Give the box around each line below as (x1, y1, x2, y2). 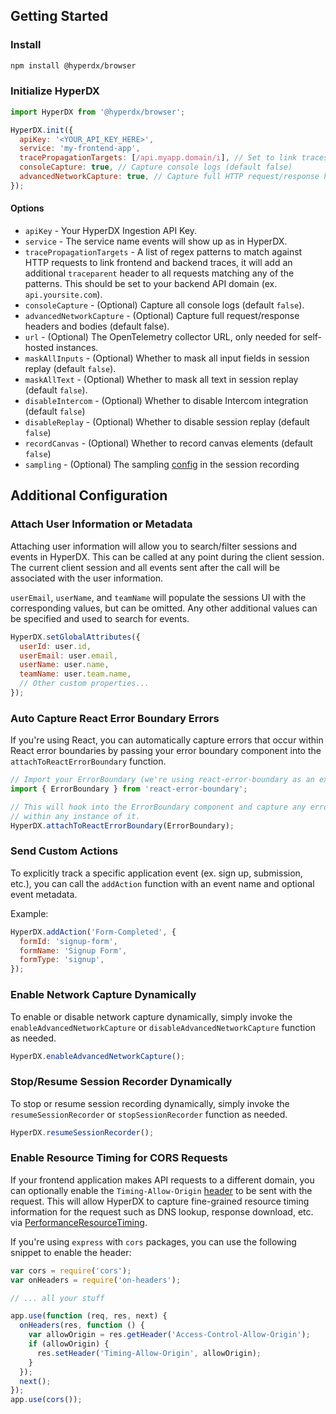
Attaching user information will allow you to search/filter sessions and (10, 540, 298, 552)
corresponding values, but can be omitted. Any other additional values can (10, 602, 318, 614)
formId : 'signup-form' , (19, 936, 118, 946)
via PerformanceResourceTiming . (10, 1216, 148, 1228)
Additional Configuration (10, 487, 168, 504)
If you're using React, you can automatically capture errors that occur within (10, 734, 324, 746)
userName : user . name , (19, 660, 110, 670)
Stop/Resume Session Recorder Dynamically (10, 1075, 233, 1089)
